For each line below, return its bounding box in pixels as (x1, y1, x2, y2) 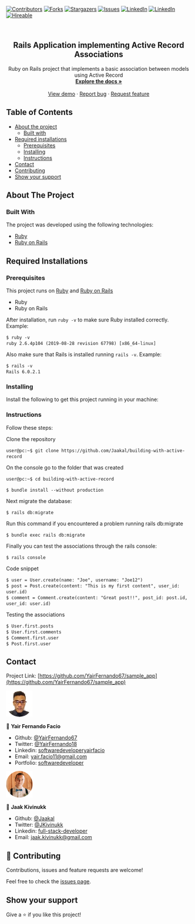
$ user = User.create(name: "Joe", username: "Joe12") (6, 577, 143, 583)
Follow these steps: (6, 424, 53, 431)
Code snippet (6, 565, 39, 572)
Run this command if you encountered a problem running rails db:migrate (6, 519, 183, 527)
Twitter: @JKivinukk (14, 821, 63, 828)
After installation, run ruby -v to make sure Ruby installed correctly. (6, 316, 169, 323)
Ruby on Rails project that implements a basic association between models (8, 65, 189, 72)
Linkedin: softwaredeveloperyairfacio (14, 747, 105, 754)
